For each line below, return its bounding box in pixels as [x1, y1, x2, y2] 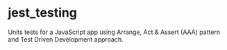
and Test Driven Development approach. [8, 35, 124, 43]
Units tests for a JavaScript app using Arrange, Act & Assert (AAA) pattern [8, 28, 221, 36]
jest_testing [8, 5, 77, 21]
